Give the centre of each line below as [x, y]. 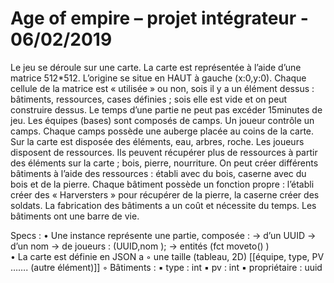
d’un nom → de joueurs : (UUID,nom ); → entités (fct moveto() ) [140, 246]
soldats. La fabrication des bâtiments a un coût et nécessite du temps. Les [163, 205]
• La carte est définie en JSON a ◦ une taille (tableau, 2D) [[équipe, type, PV [167, 256]
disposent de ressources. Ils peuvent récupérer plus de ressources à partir [164, 152]
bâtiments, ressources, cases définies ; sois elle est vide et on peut [149, 99]
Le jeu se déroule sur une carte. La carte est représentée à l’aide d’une [156, 67]
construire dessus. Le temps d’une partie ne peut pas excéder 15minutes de [166, 109]
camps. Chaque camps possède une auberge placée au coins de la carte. [162, 131]
